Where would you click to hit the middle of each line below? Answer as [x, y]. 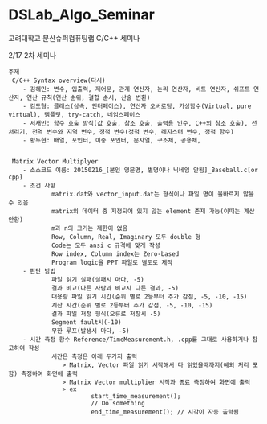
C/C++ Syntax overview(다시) [59, 80]
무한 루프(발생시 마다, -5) [90, 331]
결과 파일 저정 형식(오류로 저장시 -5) [106, 314]
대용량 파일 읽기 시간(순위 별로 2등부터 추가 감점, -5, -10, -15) [149, 296]
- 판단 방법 [39, 271]
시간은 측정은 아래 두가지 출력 [94, 356]
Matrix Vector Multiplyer [55, 161]
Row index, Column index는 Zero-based [115, 254]
